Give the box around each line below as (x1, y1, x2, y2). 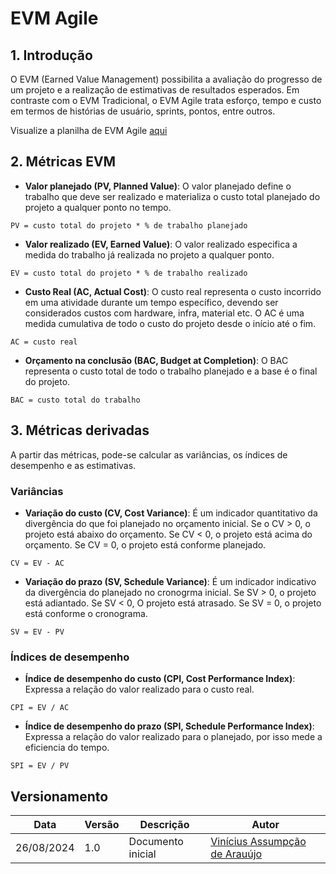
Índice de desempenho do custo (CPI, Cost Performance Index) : (24, 673, 296, 685)
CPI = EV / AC (10, 703, 70, 713)
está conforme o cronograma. (24, 607, 148, 619)
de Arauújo (210, 847, 263, 861)
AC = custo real (10, 337, 78, 347)
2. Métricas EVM (10, 153, 117, 171)
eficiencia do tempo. (24, 742, 110, 754)
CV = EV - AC (10, 558, 65, 568)
